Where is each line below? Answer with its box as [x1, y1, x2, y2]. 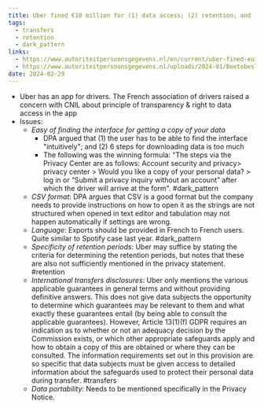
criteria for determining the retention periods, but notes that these [31, 250, 245, 259]
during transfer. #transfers [31, 375, 117, 385]
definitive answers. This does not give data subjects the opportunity [31, 292, 252, 301]
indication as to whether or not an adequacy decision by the [31, 325, 226, 335]
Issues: [19, 116, 43, 126]
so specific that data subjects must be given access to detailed [31, 358, 236, 368]
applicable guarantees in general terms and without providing [31, 284, 230, 293]
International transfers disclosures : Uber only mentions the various [31, 275, 249, 285]
